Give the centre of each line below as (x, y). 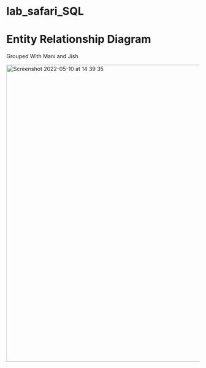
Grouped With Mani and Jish (42, 56)
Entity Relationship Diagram (79, 39)
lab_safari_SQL (45, 11)
